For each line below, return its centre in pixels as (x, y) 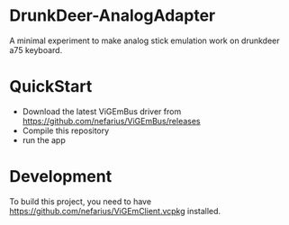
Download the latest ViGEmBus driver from (102, 111)
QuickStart (51, 87)
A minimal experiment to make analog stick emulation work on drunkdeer (145, 40)
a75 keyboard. (36, 49)
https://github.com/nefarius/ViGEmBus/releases (111, 121)
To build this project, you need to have (80, 201)
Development (61, 177)
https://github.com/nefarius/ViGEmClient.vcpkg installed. (115, 211)
